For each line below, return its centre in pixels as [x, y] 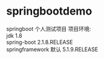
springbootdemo [49, 11]
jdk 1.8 [14, 35]
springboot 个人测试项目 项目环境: [49, 29]
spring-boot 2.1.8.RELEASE [40, 42]
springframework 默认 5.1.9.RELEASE [52, 49]
